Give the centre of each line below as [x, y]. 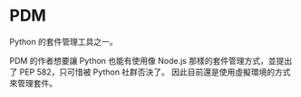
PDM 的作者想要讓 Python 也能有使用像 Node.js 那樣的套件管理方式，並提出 [151, 60]
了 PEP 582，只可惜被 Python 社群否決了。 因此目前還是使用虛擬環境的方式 [150, 72]
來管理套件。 [33, 83]
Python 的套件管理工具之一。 [63, 41]
